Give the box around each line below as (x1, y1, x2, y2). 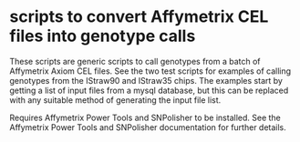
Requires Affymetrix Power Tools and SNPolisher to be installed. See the (9, 112, 281, 123)
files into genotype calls (9, 25, 196, 46)
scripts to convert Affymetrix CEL (9, 6, 269, 27)
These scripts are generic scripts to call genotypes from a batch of (9, 56, 262, 66)
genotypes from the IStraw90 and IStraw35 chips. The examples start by (9, 75, 283, 86)
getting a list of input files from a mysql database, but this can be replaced (9, 85, 289, 96)
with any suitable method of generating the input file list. (9, 94, 222, 106)
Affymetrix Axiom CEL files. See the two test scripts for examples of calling (9, 66, 292, 76)
